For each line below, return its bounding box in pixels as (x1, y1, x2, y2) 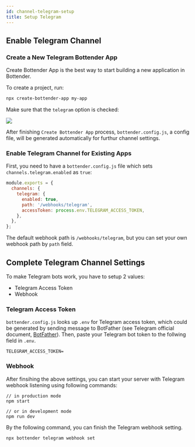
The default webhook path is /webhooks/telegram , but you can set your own (6, 234, 188, 241)
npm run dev (6, 414, 35, 419)
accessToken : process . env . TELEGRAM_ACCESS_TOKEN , (21, 207, 145, 213)
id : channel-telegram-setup (6, 8, 75, 15)
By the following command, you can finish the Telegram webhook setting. (6, 424, 183, 431)
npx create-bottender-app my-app (6, 95, 88, 101)
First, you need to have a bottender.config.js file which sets (6, 162, 153, 170)
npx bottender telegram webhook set (6, 435, 95, 441)
